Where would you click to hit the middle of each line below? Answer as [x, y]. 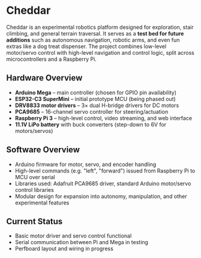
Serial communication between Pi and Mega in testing [82, 242]
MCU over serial [35, 177]
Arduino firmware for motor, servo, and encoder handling [85, 164]
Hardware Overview [44, 78]
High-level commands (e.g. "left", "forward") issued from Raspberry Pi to [105, 170]
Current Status [34, 221]
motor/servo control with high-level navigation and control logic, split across [100, 52]
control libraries [34, 189]
